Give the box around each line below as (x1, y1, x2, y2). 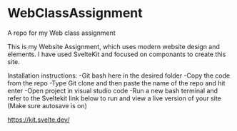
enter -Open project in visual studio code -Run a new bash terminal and (7, 86, 218, 95)
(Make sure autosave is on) (7, 101, 88, 110)
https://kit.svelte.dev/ (7, 115, 70, 124)
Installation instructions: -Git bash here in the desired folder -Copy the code (7, 71, 231, 80)
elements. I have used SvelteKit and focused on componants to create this (7, 50, 226, 58)
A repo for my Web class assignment (7, 28, 116, 37)
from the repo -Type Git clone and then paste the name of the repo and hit (7, 78, 226, 87)
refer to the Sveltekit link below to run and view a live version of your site (7, 94, 221, 103)
